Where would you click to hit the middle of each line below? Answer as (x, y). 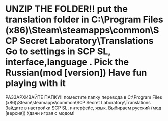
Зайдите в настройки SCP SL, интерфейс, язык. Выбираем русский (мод (83, 108)
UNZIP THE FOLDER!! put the (66, 9)
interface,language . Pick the (67, 62)
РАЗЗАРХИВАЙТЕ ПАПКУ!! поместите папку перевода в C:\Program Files (84, 97)
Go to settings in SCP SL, (58, 51)
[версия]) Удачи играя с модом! (40, 113)
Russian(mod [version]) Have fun (76, 73)
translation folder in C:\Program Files (84, 19)
